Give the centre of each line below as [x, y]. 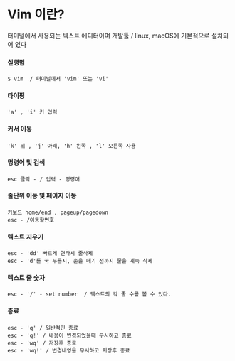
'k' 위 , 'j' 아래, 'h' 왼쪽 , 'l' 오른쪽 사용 [72, 146]
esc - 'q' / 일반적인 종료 [43, 328]
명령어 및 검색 [26, 162]
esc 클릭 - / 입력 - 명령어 [44, 179]
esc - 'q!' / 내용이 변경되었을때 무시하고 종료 [69, 335]
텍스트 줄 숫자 [26, 277]
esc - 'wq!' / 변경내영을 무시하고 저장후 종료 [69, 350]
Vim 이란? [36, 15]
